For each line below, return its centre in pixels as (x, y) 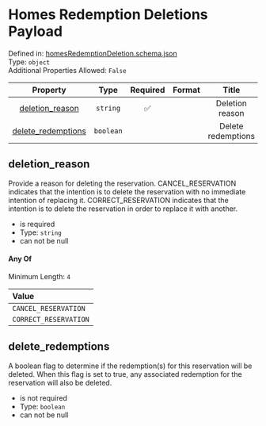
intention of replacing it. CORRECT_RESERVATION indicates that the (119, 200)
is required (37, 224)
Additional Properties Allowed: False (67, 70)
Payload (36, 31)
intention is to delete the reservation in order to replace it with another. (123, 209)
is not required (43, 397)
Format (186, 90)
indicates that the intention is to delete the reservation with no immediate (127, 191)
